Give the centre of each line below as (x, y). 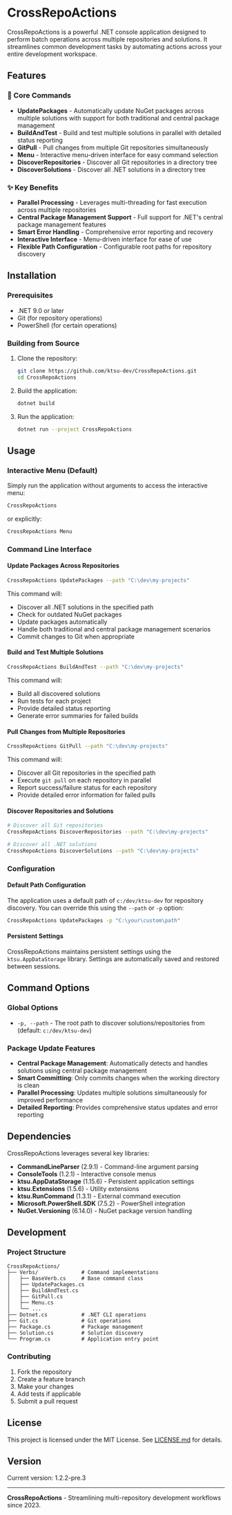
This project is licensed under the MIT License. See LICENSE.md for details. (115, 1440)
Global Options (33, 1007)
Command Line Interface (49, 549)
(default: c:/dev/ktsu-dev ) (54, 1030)
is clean (28, 1085)
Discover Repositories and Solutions (60, 811)
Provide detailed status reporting (64, 708)
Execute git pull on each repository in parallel (84, 780)
